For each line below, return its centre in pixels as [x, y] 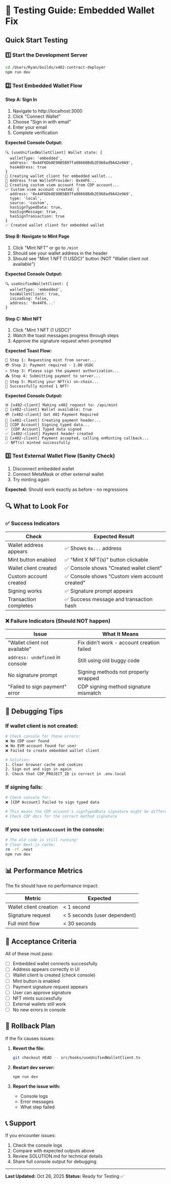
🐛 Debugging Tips [34, 711]
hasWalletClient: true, [35, 294]
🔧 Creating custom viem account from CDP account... [62, 185]
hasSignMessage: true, [34, 212]
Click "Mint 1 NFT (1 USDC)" [42, 330]
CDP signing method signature [114, 687]
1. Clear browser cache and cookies [44, 765]
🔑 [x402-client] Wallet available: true [49, 410]
